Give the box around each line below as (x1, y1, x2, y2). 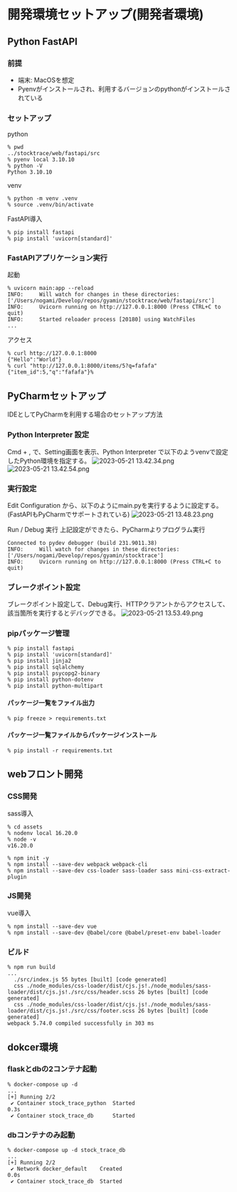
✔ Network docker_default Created (10, 1166, 122, 1173)
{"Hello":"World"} (7, 356, 62, 364)
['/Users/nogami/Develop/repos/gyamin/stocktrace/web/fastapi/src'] (7, 297, 215, 304)
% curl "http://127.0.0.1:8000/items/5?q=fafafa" (7, 362, 158, 370)
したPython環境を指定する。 (7, 456, 91, 465)
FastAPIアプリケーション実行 (7, 253, 108, 263)
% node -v (7, 836, 37, 843)
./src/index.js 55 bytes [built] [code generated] (14, 976, 167, 983)
